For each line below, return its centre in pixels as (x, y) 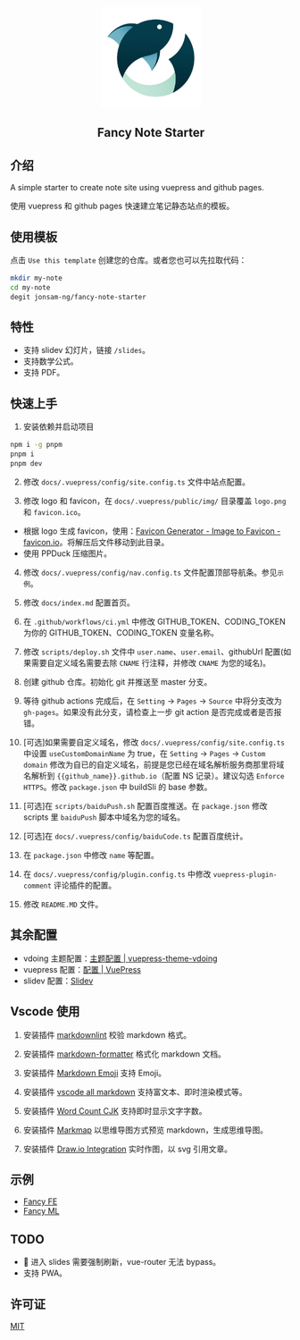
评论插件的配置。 (85, 885)
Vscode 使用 (45, 1011)
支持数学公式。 (50, 361)
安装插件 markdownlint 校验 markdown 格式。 (107, 1034)
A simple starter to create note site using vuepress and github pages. (137, 188)
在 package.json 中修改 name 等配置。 (91, 855)
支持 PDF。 (44, 373)
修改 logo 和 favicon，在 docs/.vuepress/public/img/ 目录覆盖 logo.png (154, 501)
